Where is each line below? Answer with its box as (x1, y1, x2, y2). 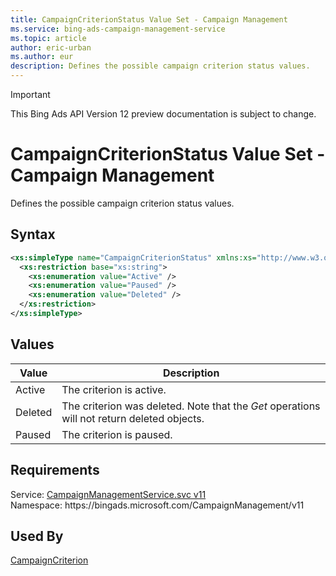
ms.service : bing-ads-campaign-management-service (10, 24, 226, 34)
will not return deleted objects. (61, 411, 205, 425)
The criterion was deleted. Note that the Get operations (61, 399, 321, 413)
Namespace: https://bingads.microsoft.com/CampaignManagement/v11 (10, 499, 305, 511)
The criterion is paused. (61, 427, 173, 441)
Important (10, 89, 51, 100)
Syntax (10, 226, 56, 243)
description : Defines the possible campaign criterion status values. (10, 61, 311, 71)
